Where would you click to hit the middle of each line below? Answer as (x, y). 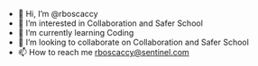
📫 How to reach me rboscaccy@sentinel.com (103, 52)
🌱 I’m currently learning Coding (76, 33)
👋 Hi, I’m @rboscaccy (58, 14)
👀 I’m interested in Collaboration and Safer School (110, 23)
